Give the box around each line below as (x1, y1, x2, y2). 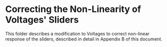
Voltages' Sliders (5, 14, 79, 25)
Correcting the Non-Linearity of (5, 3, 141, 15)
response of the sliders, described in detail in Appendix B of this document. (5, 36, 163, 42)
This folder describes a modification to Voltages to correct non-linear (5, 30, 150, 36)
